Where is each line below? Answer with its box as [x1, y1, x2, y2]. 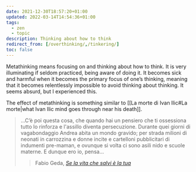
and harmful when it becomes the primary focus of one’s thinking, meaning [6, 75, 188, 82]
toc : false [6, 47, 33, 53]
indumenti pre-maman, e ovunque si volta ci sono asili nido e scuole [20, 141, 185, 149]
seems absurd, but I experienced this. [6, 87, 97, 95]
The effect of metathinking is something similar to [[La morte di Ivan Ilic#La [6, 99, 188, 106]
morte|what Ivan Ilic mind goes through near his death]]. [6, 105, 143, 112]
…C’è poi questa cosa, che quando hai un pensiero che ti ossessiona [20, 117, 187, 124]
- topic [11, 31, 31, 36]
